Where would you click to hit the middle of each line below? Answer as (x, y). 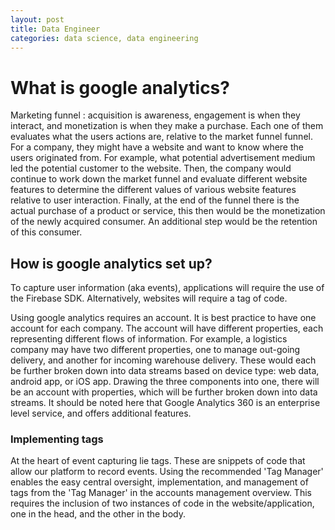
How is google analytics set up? (111, 263)
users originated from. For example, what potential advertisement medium (163, 158)
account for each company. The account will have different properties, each (167, 328)
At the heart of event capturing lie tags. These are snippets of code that (158, 461)
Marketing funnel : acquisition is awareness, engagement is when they (155, 115)
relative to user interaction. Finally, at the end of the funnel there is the (155, 200)
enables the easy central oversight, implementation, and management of (159, 482)
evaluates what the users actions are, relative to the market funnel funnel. (161, 137)
